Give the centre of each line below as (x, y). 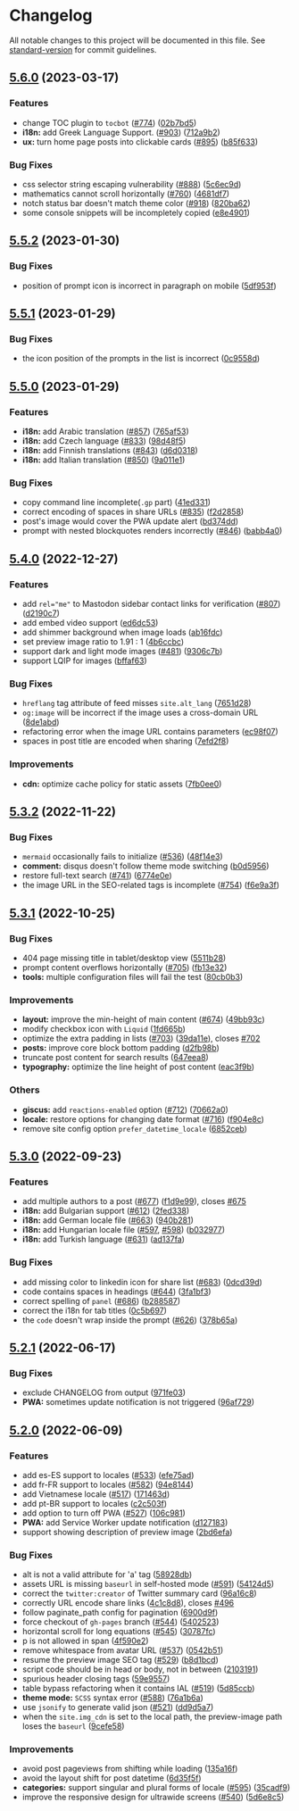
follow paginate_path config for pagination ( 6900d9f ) (120, 1613)
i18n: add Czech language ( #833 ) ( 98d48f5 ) (104, 440)
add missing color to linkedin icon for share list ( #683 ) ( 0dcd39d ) (142, 1282)
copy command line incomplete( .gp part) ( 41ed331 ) (116, 503)
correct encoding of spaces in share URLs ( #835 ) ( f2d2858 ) (133, 512)
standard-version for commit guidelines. (83, 49)
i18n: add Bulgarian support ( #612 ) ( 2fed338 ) (106, 1211)
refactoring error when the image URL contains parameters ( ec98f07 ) (150, 732)
